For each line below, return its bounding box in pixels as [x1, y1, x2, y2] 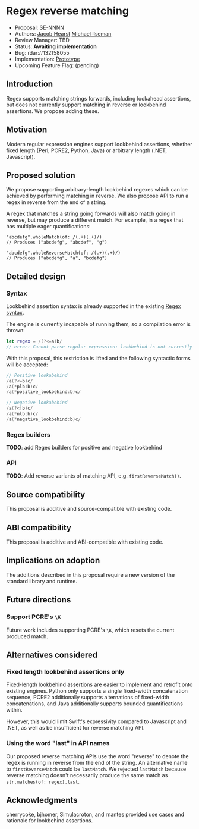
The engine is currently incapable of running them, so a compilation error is [6, 321, 191, 328]
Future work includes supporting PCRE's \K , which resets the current [6, 626, 175, 633]
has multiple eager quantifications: [6, 223, 91, 230]
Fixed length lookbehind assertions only [6, 667, 125, 676]
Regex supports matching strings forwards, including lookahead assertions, [6, 95, 191, 102]
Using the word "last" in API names [6, 739, 110, 748]
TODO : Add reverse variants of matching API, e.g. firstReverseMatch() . [6, 472, 181, 479]
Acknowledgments [6, 795, 78, 805]
